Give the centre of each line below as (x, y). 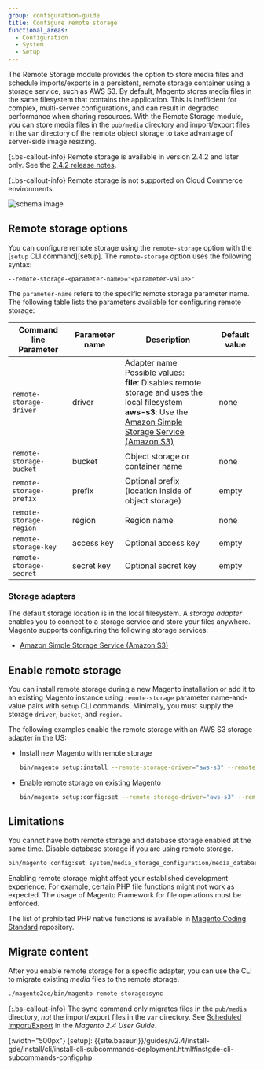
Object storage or (157, 456)
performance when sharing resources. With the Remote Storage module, (126, 116)
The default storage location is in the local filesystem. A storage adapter (125, 613)
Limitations (36, 821)
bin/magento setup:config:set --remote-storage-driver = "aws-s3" (127, 797)
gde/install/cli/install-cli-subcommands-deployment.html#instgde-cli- (121, 1050)
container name (154, 466)
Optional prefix (152, 481)
